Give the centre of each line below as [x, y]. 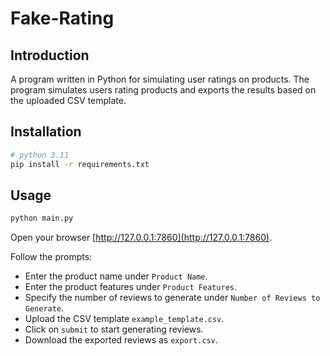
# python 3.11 [40, 155]
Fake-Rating [62, 18]
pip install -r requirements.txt [80, 164]
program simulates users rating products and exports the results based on [163, 90]
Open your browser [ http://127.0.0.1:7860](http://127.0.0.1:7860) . [141, 238]
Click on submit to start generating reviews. [114, 329]
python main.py [42, 218]
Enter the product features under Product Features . [131, 287]
